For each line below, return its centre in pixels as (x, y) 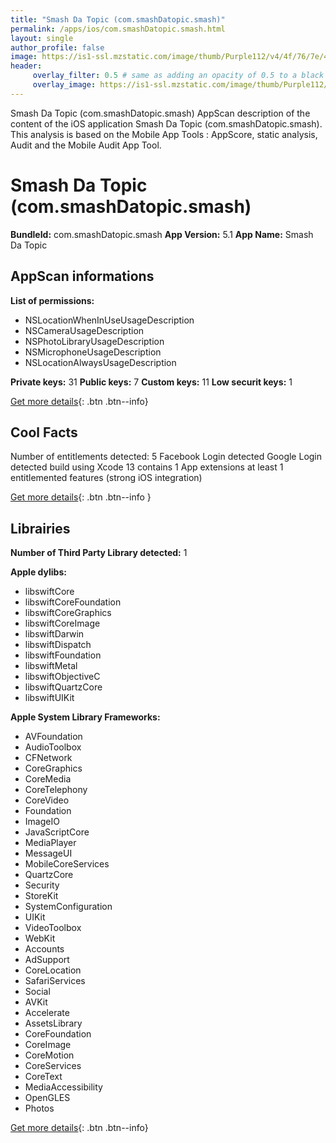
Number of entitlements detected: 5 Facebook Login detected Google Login (166, 457)
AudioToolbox (53, 747)
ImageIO (42, 822)
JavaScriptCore (57, 832)
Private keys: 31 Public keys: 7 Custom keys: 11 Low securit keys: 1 (151, 382)
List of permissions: (52, 300)
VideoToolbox (53, 928)
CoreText (43, 1077)
